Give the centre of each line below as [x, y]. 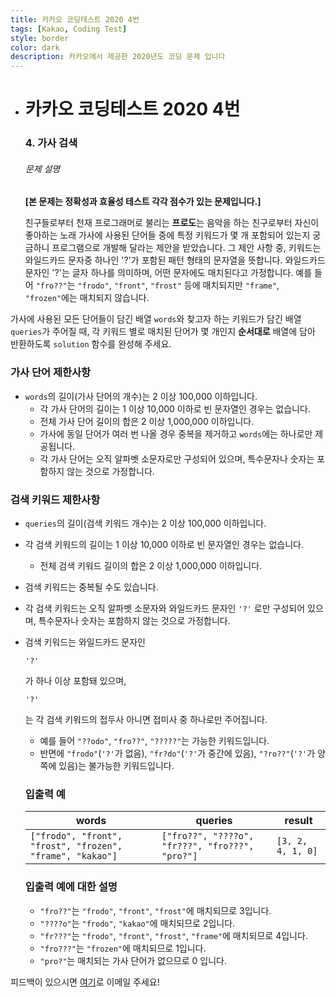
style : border [40, 38]
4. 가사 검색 [51, 143]
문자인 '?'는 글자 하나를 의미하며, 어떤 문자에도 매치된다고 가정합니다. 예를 [168, 273]
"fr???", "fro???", [208, 846]
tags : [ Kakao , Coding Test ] [69, 29]
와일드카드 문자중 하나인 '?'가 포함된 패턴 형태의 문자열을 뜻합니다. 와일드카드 [175, 260]
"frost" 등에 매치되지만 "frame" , [214, 285]
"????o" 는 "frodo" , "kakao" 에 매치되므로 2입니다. [137, 923]
